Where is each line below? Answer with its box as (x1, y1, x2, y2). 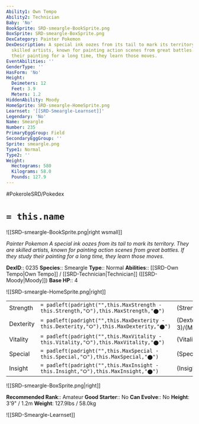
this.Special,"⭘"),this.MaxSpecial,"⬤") (40, 353, 159, 360)
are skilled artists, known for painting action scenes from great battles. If (6, 246, 185, 253)
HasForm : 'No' (6, 69, 41, 75)
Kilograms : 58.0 (11, 168, 52, 175)
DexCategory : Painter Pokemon (6, 36, 81, 42)
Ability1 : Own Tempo (6, 8, 57, 15)
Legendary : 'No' (6, 113, 46, 119)
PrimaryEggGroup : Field (6, 130, 65, 136)
